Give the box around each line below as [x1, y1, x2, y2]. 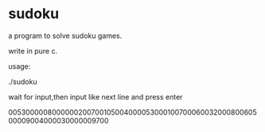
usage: [8, 61, 31, 71]
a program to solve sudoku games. [8, 31, 123, 40]
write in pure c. [8, 46, 58, 55]
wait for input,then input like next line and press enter [8, 92, 183, 101]
